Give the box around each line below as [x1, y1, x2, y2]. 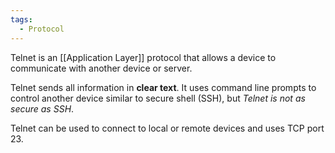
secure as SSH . [10, 102, 75, 115]
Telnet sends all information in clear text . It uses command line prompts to [10, 81, 317, 93]
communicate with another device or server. [10, 62, 193, 74]
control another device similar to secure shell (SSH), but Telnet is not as [10, 92, 306, 104]
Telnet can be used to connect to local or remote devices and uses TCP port [10, 122, 325, 134]
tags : [10, 14, 33, 25]
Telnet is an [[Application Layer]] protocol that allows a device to [10, 51, 277, 63]
